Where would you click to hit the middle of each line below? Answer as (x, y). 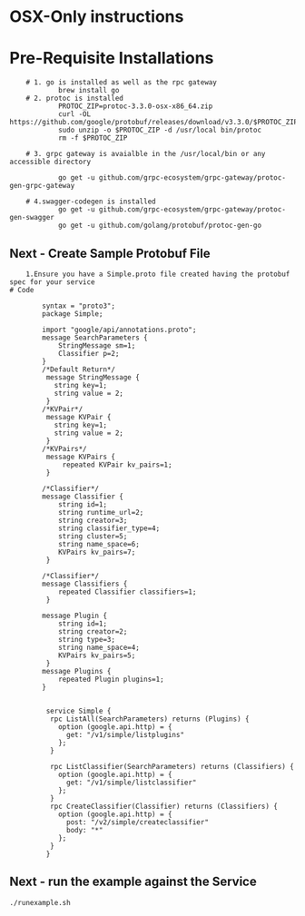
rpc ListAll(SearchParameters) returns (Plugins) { (149, 719)
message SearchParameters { (95, 338)
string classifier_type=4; (109, 528)
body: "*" (85, 830)
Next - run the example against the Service (133, 882)
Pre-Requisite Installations (112, 59)
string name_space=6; (99, 544)
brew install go (89, 91)
